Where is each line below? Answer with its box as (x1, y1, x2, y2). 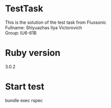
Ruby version (5, 48, 61, 58)
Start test (5, 81, 44, 92)
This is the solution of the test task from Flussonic (5, 19, 107, 25)
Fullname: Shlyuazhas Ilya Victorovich (5, 24, 82, 30)
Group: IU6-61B (5, 30, 37, 36)
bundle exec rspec (5, 97, 43, 103)
